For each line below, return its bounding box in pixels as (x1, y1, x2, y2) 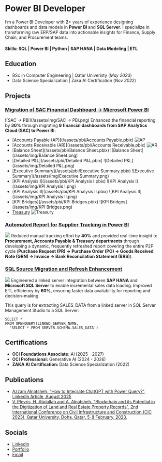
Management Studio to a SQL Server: (5, 307, 79, 313)
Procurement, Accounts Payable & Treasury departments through (5, 238, 139, 244)
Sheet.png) (55, 152, 78, 158)
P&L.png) (56, 163, 75, 169)
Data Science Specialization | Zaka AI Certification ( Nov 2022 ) (12, 78, 136, 83)
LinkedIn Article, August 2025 (12, 394, 72, 399)
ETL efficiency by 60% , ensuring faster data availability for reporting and (5, 287, 151, 294)
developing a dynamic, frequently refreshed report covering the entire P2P (5, 243, 154, 249)
